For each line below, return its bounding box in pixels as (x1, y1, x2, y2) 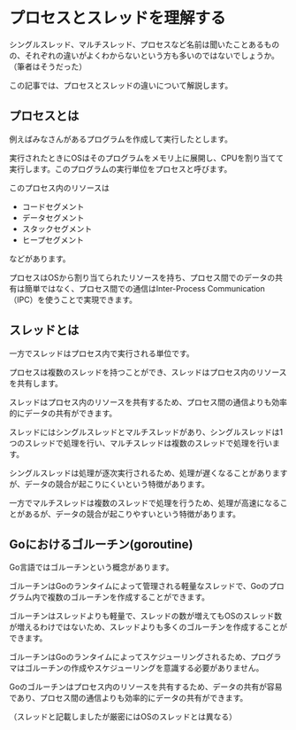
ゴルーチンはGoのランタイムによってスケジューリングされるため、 (9, 652, 251, 663)
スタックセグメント (21, 223, 93, 234)
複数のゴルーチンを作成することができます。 (47, 592, 210, 602)
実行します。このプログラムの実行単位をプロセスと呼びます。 (9, 163, 232, 174)
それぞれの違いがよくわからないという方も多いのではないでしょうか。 (24, 50, 280, 60)
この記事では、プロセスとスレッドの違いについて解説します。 (9, 80, 233, 90)
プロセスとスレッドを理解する (9, 8, 227, 28)
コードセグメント (21, 201, 85, 212)
